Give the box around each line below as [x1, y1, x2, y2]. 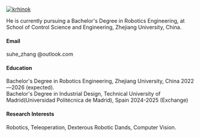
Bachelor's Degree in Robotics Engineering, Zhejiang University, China [6, 78, 180, 85]
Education [6, 64, 32, 71]
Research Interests [6, 111, 54, 117]
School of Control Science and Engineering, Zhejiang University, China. [6, 24, 182, 31]
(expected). [26, 84, 55, 91]
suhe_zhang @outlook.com [6, 51, 74, 58]
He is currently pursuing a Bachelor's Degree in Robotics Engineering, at [6, 17, 185, 24]
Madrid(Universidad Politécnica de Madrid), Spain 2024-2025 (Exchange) [6, 96, 189, 104]
